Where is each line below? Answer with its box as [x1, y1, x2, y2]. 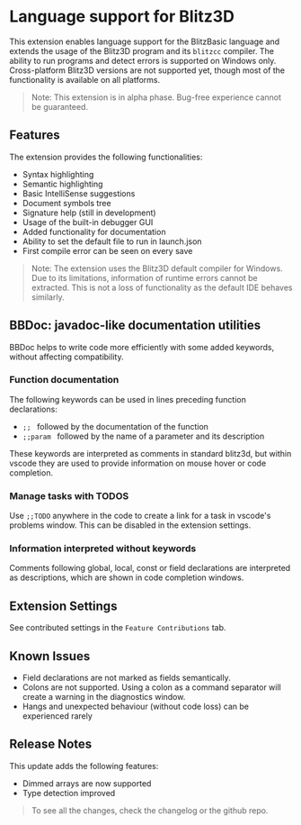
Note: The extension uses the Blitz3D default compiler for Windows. [31, 263, 283, 274]
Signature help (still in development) [22, 207, 156, 218]
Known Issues [9, 648, 91, 664]
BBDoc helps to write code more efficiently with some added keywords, [9, 341, 275, 352]
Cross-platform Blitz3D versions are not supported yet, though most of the [9, 65, 286, 76]
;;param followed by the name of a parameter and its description [22, 431, 265, 441]
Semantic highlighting [22, 178, 103, 189]
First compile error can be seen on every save [22, 245, 193, 256]
